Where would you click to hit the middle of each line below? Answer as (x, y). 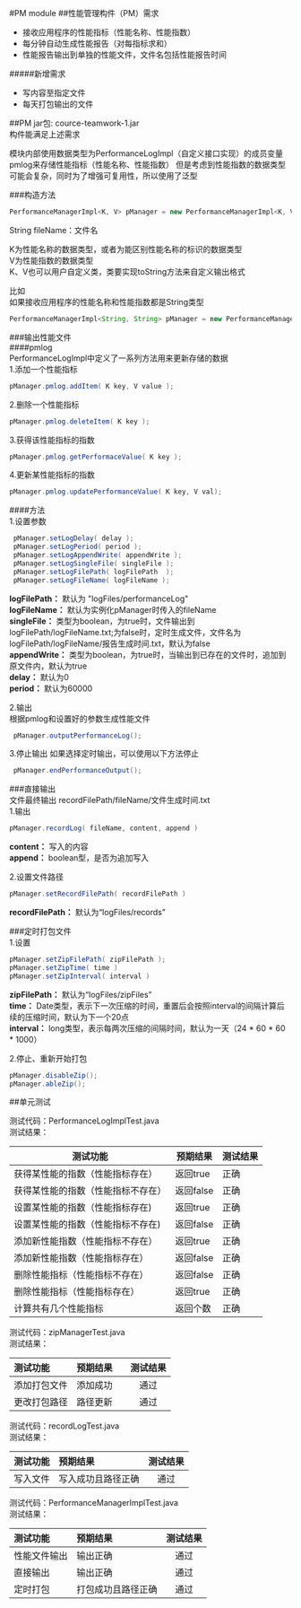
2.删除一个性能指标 (44, 404)
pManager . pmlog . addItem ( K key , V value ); (92, 386)
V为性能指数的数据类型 (52, 260)
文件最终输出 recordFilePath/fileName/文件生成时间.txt (110, 800)
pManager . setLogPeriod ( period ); (77, 547)
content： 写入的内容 (49, 847)
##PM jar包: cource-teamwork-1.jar (74, 123)
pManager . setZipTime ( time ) (64, 967)
